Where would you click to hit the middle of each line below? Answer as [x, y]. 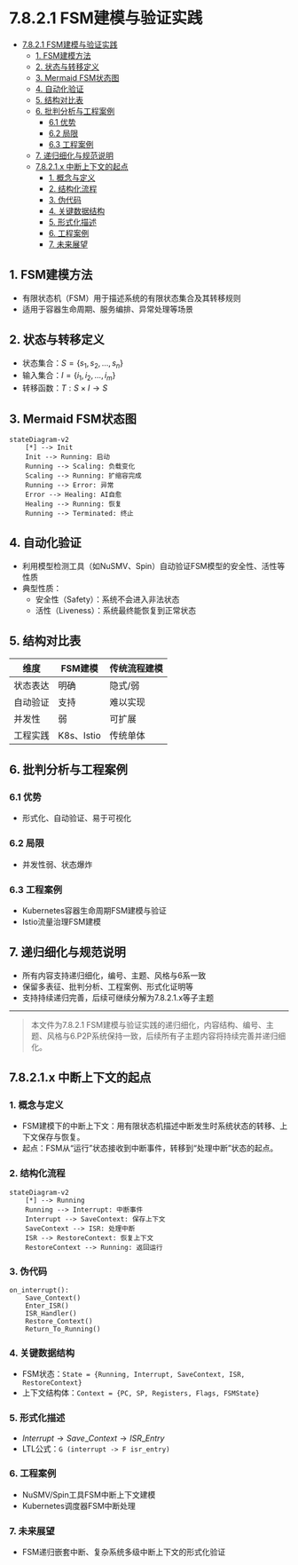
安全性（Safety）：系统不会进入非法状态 [107, 599]
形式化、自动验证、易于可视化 [76, 818]
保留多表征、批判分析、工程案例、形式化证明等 [107, 986]
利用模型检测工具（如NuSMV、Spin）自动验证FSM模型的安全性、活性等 [153, 565]
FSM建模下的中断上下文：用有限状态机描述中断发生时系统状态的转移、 [151, 1126]
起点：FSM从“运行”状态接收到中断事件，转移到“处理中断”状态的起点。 [150, 1148]
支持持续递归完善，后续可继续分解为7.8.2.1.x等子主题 [118, 997]
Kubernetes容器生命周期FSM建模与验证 [94, 910]
